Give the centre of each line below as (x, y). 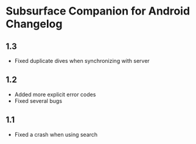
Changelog (34, 24)
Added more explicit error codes (55, 94)
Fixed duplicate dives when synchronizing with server (82, 61)
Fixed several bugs (38, 100)
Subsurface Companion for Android (98, 11)
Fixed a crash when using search (56, 134)
